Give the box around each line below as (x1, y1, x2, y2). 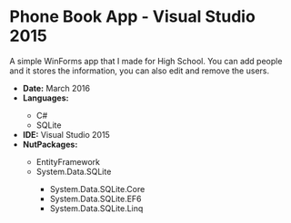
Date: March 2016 (22, 82, 91, 93)
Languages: (22, 92, 69, 103)
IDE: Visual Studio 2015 (22, 129, 111, 140)
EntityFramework (35, 156, 100, 167)
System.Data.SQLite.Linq (49, 202, 144, 214)
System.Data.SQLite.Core (49, 183, 145, 194)
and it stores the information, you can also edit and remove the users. (9, 65, 270, 76)
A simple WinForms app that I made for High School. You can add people (9, 55, 283, 66)
